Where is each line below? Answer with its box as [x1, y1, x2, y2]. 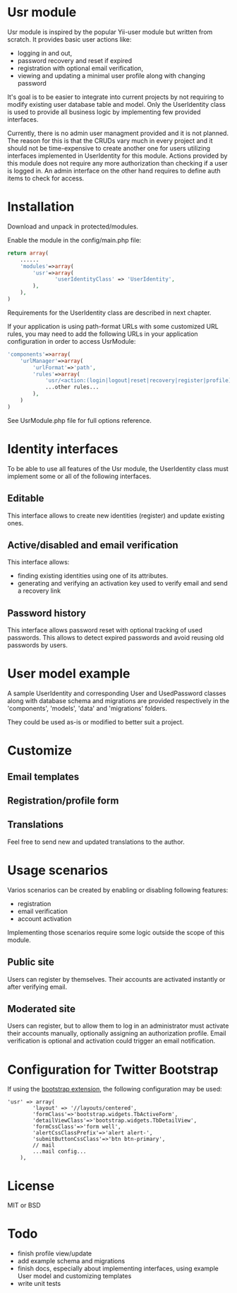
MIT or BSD [7, 1201, 41, 1210]
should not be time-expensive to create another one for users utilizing [7, 144, 210, 152]
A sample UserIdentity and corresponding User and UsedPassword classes [7, 689, 226, 697]
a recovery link [17, 586, 61, 595]
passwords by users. [7, 641, 68, 649]
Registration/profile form [7, 795, 119, 807]
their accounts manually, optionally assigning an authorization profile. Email [7, 1029, 226, 1038]
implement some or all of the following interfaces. [7, 472, 152, 480]
